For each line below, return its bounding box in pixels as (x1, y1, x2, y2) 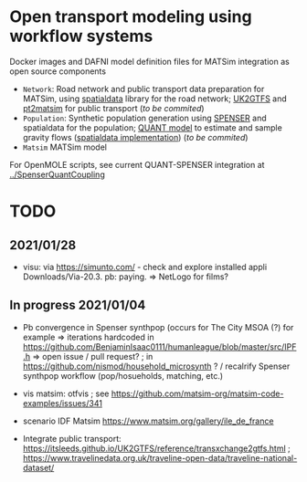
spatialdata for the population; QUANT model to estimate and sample (22, 121, 283, 133)
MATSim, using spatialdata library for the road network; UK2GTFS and (22, 93, 288, 104)
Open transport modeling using (9, 6, 253, 27)
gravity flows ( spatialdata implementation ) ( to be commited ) (22, 131, 249, 142)
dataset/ (22, 462, 55, 473)
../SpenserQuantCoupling (9, 169, 105, 180)
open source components (9, 66, 107, 77)
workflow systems (9, 26, 153, 47)
